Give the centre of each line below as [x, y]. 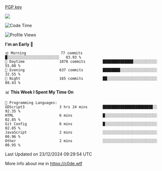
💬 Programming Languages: [31, 103]
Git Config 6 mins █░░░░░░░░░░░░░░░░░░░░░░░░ [81, 124]
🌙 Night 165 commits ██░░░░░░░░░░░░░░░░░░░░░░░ [81, 78]
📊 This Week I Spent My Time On [39, 92]
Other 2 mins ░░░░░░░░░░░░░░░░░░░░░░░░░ [81, 141]
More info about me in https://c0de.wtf [44, 163]
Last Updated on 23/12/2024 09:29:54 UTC [49, 154]
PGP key [14, 7]
